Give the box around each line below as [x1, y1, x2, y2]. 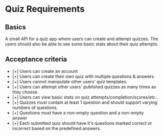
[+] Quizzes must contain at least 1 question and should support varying [12, 99, 158, 105]
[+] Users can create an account [12, 68, 78, 74]
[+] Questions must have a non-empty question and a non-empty [12, 110, 144, 115]
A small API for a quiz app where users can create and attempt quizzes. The [5, 36, 159, 42]
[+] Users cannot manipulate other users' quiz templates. [12, 78, 128, 84]
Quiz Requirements [5, 3, 85, 15]
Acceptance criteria [5, 55, 67, 64]
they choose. [12, 89, 39, 95]
